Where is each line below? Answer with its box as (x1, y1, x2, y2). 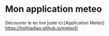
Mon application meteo (5, 3, 103, 15)
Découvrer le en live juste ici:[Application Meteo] (5, 20, 105, 26)
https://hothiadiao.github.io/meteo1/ (5, 25, 78, 31)
